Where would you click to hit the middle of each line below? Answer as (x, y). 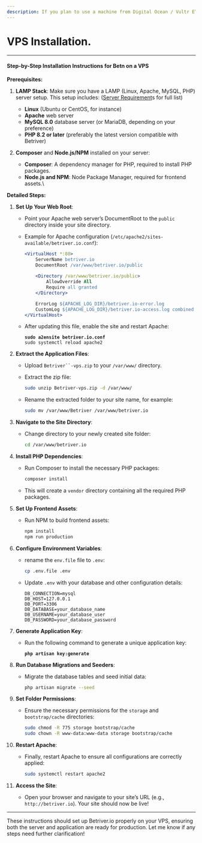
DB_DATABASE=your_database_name (65, 609)
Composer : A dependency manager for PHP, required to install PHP (108, 164)
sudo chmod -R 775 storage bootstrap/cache (80, 728)
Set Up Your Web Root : (44, 207)
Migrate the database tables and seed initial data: (85, 676)
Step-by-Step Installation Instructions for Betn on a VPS (78, 66)
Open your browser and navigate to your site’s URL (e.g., (94, 797)
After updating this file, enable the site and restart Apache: (97, 326)
